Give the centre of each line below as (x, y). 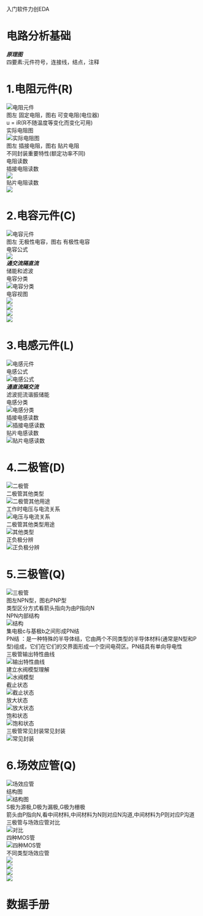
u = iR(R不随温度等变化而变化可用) (50, 122)
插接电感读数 (22, 417)
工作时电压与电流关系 (33, 509)
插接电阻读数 (22, 168)
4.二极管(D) (36, 467)
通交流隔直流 (22, 263)
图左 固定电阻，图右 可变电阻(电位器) (53, 115)
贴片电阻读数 (22, 182)
